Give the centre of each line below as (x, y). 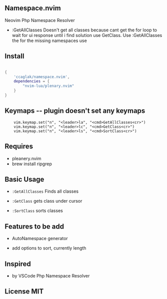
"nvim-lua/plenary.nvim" (48, 86)
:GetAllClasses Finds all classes (45, 191)
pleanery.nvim (26, 158)
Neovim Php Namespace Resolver (40, 20)
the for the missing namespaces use (49, 40)
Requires (19, 147)
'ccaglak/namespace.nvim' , (42, 77)
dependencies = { (32, 81)
